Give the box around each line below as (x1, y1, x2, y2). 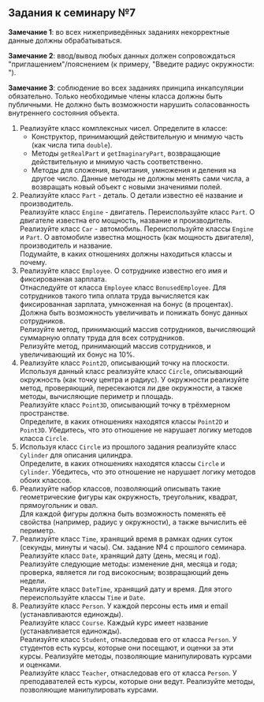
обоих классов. (19, 475, 73, 484)
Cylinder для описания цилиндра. (19, 450, 133, 460)
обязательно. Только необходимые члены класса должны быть (8, 91, 223, 101)
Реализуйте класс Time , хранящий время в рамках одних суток (19, 534, 233, 543)
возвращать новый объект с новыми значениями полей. (31, 181, 222, 192)
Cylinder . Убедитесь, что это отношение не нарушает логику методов (19, 467, 256, 476)
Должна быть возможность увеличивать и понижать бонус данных (19, 308, 248, 317)
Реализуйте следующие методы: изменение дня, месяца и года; (19, 559, 238, 569)
